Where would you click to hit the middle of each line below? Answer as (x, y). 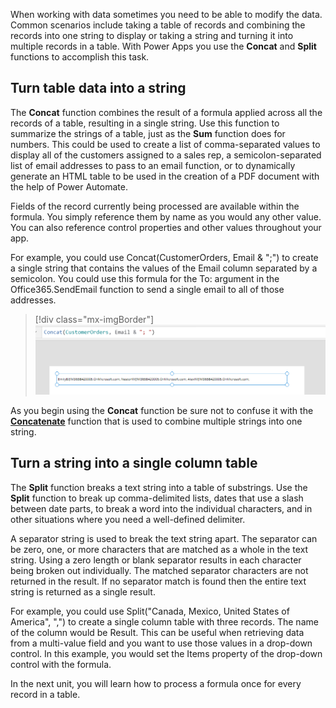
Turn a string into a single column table (134, 463)
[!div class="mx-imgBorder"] (94, 319)
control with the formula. (61, 664)
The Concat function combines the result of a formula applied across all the (166, 112)
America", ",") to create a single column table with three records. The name (164, 621)
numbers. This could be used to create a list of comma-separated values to (165, 144)
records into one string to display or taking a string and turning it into (152, 35)
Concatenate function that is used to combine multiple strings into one (156, 421)
